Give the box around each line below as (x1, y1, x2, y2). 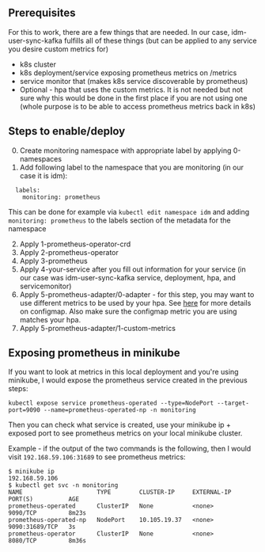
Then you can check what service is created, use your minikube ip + (8, 420, 232, 430)
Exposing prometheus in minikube (8, 346, 180, 360)
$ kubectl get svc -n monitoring (8, 482, 119, 489)
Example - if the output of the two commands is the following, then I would (8, 444, 252, 454)
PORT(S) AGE (8, 495, 80, 504)
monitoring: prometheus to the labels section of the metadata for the (8, 215, 231, 225)
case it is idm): (19, 170, 68, 181)
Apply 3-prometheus (19, 256, 89, 265)
